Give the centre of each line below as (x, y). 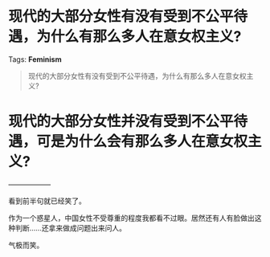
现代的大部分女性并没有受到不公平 (121, 122)
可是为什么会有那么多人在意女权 (142, 142)
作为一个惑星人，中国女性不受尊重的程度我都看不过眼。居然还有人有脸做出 (131, 218)
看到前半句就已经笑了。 (47, 201)
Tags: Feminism (35, 59)
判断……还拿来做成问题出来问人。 (71, 228)
